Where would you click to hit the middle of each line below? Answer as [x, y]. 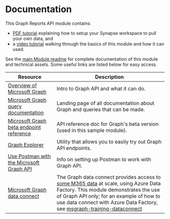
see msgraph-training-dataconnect [99, 208]
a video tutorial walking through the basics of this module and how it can [88, 43]
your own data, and [33, 38]
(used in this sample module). [92, 130]
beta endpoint [25, 127]
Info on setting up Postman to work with [104, 159]
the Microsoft [24, 162]
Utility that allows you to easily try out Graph [109, 142]
